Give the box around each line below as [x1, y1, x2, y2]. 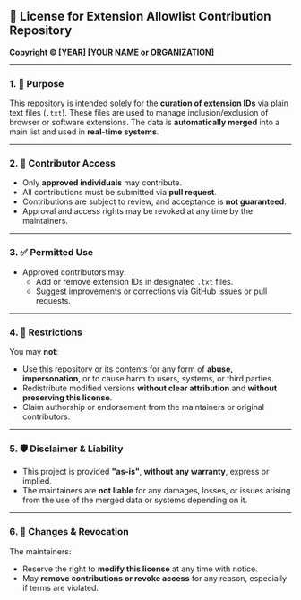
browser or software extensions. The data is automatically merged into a [9, 117, 280, 128]
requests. [35, 295, 72, 305]
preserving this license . [21, 392, 113, 403]
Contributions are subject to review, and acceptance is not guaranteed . [21, 196, 287, 207]
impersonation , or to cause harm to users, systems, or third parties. [21, 373, 274, 383]
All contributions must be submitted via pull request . [21, 187, 217, 198]
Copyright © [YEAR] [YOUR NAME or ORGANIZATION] [9, 47, 215, 57]
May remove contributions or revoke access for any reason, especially [21, 572, 288, 583]
